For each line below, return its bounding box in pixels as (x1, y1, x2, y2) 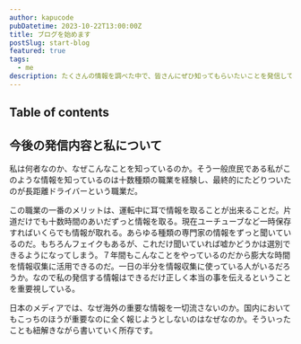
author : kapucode (9, 13, 74, 22)
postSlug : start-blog (9, 38, 90, 48)
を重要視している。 (9, 283, 81, 294)
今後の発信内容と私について (9, 137, 163, 153)
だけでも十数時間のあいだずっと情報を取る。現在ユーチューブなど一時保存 (16, 216, 292, 226)
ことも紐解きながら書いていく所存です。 (9, 324, 159, 335)
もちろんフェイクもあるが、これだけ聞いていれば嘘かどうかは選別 (39, 238, 284, 249)
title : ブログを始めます (9, 30, 91, 39)
